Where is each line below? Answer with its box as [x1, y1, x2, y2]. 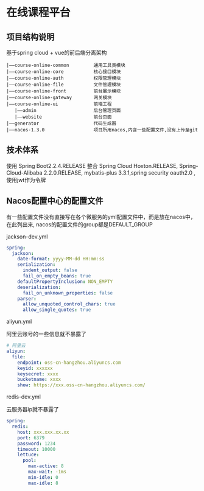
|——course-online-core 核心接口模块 [6, 69, 121, 75]
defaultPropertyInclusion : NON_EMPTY [17, 278, 113, 285]
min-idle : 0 [28, 474, 59, 481]
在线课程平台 [6, 5, 71, 19]
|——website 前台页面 [14, 114, 112, 120]
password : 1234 [17, 441, 56, 447]
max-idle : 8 [28, 480, 59, 486]
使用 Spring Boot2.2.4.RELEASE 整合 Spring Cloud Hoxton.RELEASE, [6, 162, 178, 169]
